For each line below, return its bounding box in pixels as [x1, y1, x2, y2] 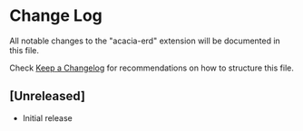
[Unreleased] [9, 89, 86, 104]
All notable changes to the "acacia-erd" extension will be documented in [9, 35, 281, 46]
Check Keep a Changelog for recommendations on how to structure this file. [9, 62, 295, 73]
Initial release [22, 112, 73, 123]
